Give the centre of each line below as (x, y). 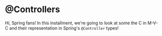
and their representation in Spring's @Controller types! (64, 28)
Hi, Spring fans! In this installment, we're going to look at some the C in (76, 23)
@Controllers (32, 9)
